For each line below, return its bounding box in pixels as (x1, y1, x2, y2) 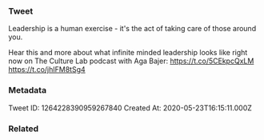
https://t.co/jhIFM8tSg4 (8, 65, 86, 74)
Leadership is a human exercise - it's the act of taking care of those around (8, 24, 257, 34)
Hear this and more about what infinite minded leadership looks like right (8, 48, 248, 58)
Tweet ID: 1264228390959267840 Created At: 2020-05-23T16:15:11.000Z (8, 102, 252, 113)
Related (8, 122, 39, 134)
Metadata (8, 85, 46, 96)
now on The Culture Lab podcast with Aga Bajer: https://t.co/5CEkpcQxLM (8, 56, 254, 66)
